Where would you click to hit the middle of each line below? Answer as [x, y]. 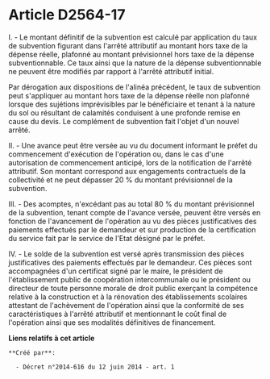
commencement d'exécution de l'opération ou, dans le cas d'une [116, 154]
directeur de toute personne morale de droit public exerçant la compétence [133, 288]
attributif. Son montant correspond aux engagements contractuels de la [127, 171]
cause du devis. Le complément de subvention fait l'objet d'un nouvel [124, 121]
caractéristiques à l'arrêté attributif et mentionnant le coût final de [118, 314]
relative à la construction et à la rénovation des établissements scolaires [128, 297]
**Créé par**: [32, 352]
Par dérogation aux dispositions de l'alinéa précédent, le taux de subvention [134, 87]
